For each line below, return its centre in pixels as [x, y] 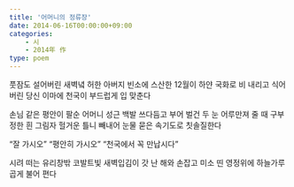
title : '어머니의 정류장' [50, 17]
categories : [31, 34]
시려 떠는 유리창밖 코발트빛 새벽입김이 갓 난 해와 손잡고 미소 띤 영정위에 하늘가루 [147, 163]
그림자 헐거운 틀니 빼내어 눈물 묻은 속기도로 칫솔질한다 [128, 125]
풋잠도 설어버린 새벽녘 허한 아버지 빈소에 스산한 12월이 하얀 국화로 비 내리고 [139, 84]
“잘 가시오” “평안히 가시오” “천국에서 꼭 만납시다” [94, 144]
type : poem [29, 58]
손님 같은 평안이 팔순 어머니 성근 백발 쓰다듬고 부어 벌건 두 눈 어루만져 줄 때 [139, 114]
